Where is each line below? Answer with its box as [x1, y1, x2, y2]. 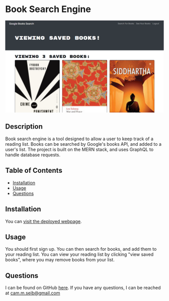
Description [5, 122, 43, 131]
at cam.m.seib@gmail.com [5, 290, 60, 296]
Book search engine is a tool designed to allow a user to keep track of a [5, 136, 153, 142]
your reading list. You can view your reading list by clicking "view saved [5, 251, 154, 257]
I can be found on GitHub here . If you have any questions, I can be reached [5, 285, 161, 291]
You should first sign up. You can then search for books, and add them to [5, 246, 157, 252]
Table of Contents [5, 166, 63, 175]
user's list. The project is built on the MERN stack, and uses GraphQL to [5, 146, 154, 152]
